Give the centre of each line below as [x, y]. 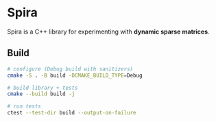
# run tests [24, 107]
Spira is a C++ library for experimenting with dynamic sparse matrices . [109, 32]
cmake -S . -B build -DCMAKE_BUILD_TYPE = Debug [75, 75]
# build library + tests [43, 88]
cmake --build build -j [41, 94]
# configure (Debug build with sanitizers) [70, 69]
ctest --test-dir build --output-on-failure [72, 113]
